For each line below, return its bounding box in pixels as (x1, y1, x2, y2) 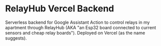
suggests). (5, 35, 27, 41)
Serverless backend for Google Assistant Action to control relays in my (5, 19, 150, 25)
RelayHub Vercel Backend (5, 3, 114, 14)
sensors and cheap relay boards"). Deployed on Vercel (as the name (5, 30, 146, 36)
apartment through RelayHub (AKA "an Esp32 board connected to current (5, 24, 157, 30)
